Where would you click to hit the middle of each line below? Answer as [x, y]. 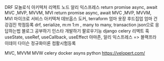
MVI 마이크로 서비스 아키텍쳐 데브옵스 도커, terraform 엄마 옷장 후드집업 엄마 [79, 18]
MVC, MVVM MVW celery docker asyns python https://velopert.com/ [75, 53]
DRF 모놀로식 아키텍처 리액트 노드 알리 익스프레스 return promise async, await [81, 7]
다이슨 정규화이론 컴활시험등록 [47, 43]
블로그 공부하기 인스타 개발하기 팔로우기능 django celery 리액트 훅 [85, 31]
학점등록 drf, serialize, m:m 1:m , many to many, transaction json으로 [86, 25]
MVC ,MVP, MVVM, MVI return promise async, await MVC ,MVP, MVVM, [78, 13]
